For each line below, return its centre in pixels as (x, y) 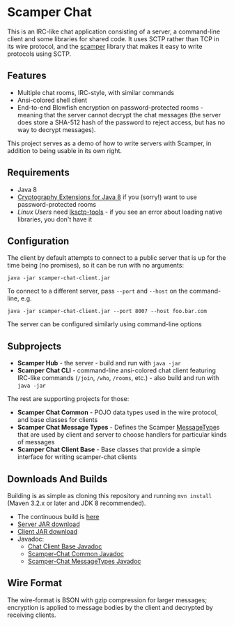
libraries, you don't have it (55, 219)
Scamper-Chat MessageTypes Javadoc (84, 561)
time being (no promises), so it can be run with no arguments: (96, 265)
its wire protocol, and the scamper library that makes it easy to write (105, 46)
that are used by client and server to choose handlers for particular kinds (122, 435)
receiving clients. (32, 615)
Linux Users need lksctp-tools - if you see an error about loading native (120, 212)
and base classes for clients (57, 420)
